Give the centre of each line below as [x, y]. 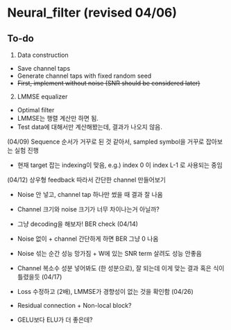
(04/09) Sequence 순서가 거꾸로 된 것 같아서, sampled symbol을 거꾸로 [106, 141]
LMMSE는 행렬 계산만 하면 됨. [58, 118]
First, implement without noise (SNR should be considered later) [109, 83]
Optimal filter [36, 110]
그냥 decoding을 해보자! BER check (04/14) [78, 224]
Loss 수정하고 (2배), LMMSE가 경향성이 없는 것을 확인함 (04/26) [105, 292]
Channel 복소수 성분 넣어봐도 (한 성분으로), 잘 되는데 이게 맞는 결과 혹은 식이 [121, 268]
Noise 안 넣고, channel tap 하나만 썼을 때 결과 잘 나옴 [90, 194]
